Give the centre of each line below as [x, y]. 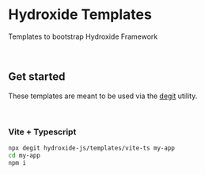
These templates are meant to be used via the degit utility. [103, 96]
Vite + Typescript [42, 131]
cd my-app [25, 155]
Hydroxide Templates [80, 15]
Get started [37, 77]
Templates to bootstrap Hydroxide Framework [83, 36]
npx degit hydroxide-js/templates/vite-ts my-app [92, 148]
